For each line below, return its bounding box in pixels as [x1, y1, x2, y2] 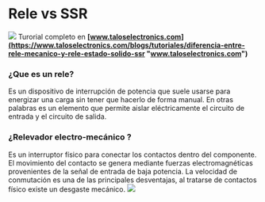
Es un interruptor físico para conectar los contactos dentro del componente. [8, 150, 257, 159]
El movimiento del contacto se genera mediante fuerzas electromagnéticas [8, 158, 254, 167]
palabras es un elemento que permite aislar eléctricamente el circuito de [8, 104, 244, 113]
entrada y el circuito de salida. [8, 112, 107, 121]
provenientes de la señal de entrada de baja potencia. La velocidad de [8, 166, 238, 176]
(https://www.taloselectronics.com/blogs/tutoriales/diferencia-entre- [8, 40, 246, 50]
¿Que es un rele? [8, 68, 75, 79]
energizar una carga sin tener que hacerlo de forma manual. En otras [8, 95, 234, 105]
